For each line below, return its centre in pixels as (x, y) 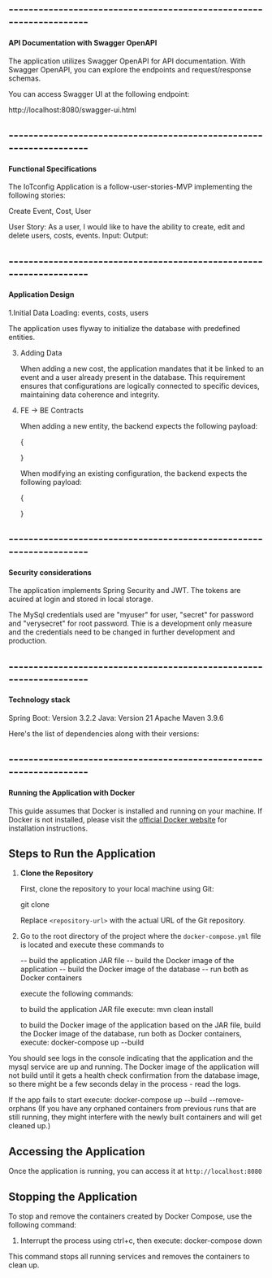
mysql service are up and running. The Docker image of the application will (134, 1067)
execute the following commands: (77, 994)
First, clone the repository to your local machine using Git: (117, 889)
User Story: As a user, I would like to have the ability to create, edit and (127, 227)
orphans (22, 1109)
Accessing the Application (77, 1152)
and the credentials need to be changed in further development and (122, 632)
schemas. (25, 78)
